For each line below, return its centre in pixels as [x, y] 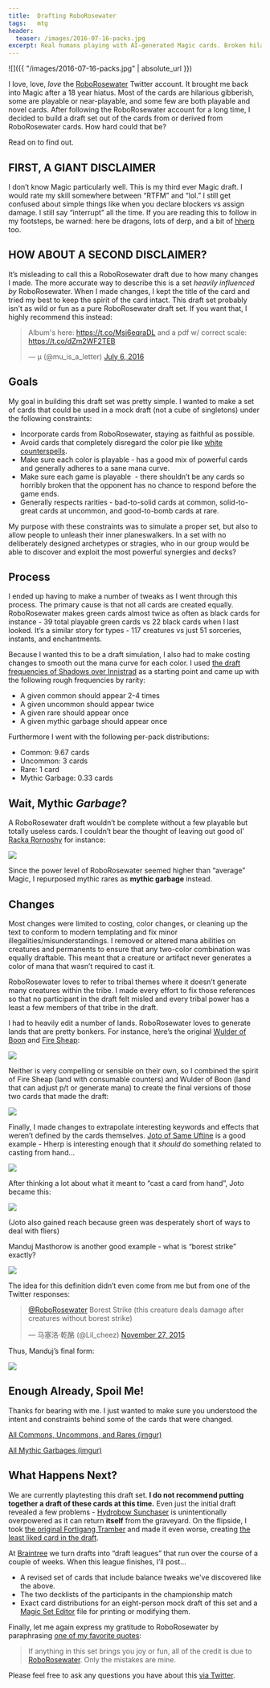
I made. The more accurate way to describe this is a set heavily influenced [131, 283]
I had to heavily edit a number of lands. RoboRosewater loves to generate [130, 1023]
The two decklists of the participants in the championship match [126, 1594]
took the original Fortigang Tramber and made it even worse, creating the [129, 1529]
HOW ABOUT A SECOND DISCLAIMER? [108, 255]
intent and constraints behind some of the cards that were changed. [121, 1419]
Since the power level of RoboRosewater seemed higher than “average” [127, 871]
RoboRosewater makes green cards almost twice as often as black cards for [134, 613]
